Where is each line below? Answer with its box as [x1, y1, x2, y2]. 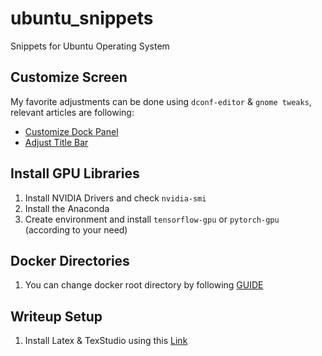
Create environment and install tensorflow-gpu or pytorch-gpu [24, 213, 280, 225]
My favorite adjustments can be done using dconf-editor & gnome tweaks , [10, 95, 312, 107]
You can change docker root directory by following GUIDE [24, 279, 264, 291]
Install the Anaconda [24, 202, 110, 214]
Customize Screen [10, 69, 128, 86]
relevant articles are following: [10, 106, 135, 118]
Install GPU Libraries [10, 165, 140, 182]
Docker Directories [10, 252, 130, 269]
